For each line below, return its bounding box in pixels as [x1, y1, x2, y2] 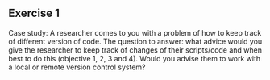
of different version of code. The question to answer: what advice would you [8, 36, 263, 46]
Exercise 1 [8, 6, 60, 20]
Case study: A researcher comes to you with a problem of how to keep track [8, 27, 262, 37]
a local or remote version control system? [8, 62, 147, 72]
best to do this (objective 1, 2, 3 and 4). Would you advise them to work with [8, 53, 261, 63]
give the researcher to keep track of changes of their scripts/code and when [8, 44, 263, 55]
